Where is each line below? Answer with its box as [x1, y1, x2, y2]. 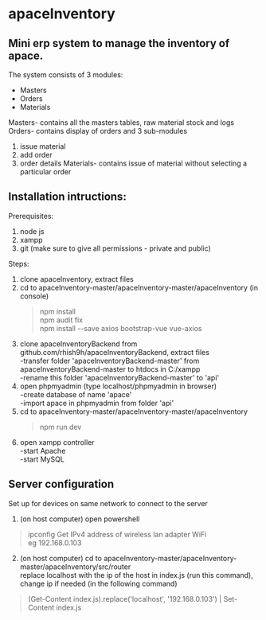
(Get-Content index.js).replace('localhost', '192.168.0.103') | [27, 594, 222, 603]
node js [19, 226, 45, 236]
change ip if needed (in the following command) [19, 579, 178, 588]
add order [19, 150, 53, 159]
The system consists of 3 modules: [8, 70, 123, 80]
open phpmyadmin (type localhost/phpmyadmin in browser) [19, 381, 217, 391]
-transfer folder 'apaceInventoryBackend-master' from [19, 356, 200, 365]
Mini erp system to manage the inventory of [8, 37, 230, 50]
